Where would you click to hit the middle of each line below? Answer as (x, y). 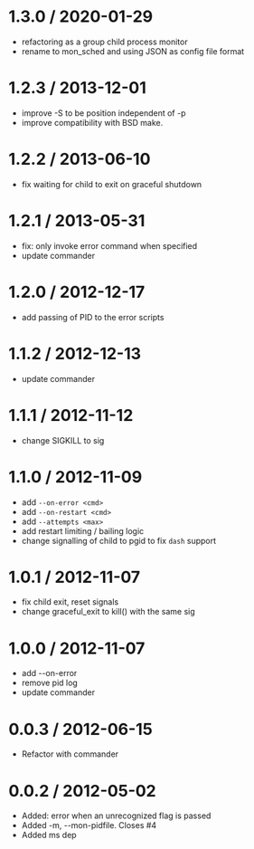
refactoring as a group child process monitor (104, 42)
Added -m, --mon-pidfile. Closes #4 (89, 825)
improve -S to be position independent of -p (103, 113)
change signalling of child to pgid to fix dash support (119, 540)
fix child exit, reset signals (70, 602)
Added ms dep (49, 835)
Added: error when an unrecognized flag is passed (116, 816)
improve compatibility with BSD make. (92, 122)
